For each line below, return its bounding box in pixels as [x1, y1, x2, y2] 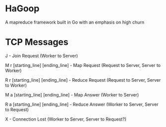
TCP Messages [5, 36, 68, 48]
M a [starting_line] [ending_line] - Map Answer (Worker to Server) [5, 92, 139, 97]
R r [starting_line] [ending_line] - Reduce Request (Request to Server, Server [5, 77, 161, 83]
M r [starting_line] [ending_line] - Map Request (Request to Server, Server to [5, 62, 161, 68]
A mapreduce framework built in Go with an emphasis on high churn [5, 19, 145, 25]
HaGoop [5, 3, 40, 14]
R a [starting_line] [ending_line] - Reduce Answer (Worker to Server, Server [5, 101, 159, 107]
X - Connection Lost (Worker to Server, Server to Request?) [5, 116, 126, 122]
